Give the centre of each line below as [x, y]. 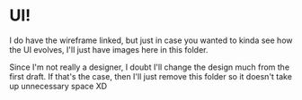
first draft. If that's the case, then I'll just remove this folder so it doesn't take [151, 76]
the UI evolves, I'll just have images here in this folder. [109, 49]
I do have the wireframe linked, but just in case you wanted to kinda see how [151, 40]
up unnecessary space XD [58, 86]
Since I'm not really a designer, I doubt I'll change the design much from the [150, 67]
